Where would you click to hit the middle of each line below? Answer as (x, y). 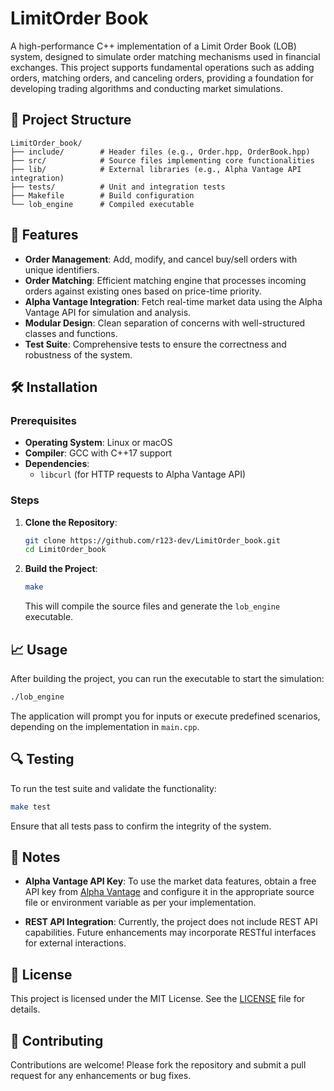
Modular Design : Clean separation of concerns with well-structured (165, 323)
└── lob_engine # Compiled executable (102, 204)
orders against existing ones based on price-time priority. (143, 291)
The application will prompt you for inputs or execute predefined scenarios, (165, 716)
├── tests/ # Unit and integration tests (118, 187)
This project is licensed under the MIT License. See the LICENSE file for (158, 999)
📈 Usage (39, 649)
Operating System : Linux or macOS (98, 443)
